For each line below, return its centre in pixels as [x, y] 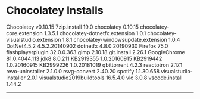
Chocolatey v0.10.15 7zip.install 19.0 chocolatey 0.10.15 [72, 27]
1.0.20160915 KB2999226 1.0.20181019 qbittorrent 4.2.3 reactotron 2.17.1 [94, 65]
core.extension [24, 33]
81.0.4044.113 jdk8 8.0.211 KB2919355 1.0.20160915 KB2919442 [84, 58]
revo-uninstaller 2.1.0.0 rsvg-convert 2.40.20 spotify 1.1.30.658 [83, 71]
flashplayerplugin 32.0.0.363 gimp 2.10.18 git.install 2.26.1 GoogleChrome [96, 52]
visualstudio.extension [34, 39]
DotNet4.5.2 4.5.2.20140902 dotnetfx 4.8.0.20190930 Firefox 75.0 [87, 46]
